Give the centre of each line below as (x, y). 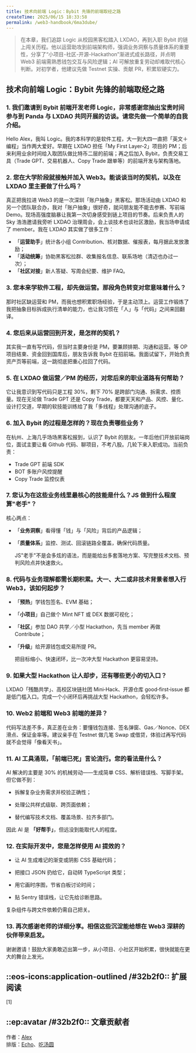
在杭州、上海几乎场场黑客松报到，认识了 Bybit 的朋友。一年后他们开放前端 (95, 437)
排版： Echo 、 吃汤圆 (30, 1045)
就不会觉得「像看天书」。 (36, 742)
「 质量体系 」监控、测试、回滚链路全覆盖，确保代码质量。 (83, 543)
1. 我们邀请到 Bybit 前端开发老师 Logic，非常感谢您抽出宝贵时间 (95, 107)
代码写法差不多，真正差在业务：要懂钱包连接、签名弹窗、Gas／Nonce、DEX (98, 727)
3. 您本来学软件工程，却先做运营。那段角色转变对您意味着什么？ (96, 288)
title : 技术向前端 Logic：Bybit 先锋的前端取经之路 (64, 11)
